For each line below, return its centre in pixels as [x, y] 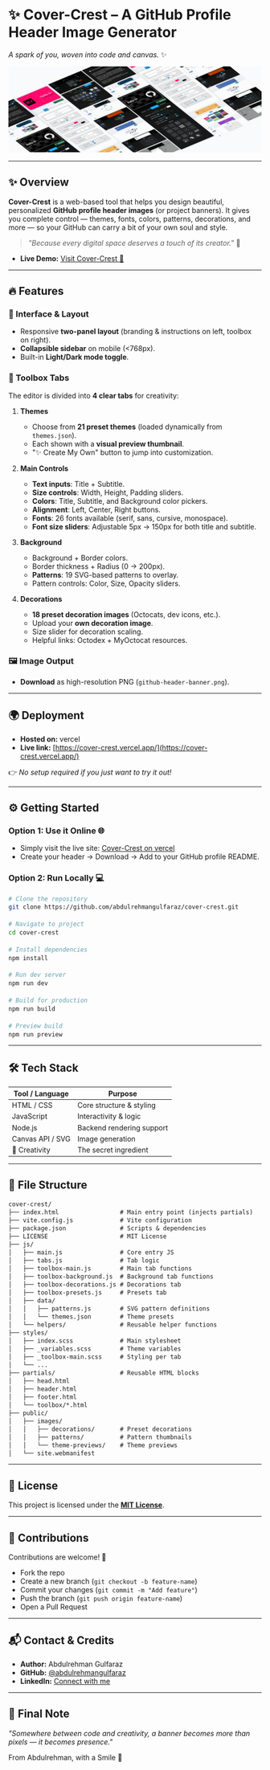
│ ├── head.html [39, 1381]
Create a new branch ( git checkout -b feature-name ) [108, 1581]
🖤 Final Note [39, 1714]
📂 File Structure [48, 1185]
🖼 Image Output [41, 661]
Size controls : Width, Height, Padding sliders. [108, 493]
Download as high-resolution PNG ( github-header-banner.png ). [125, 681]
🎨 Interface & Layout [49, 313]
